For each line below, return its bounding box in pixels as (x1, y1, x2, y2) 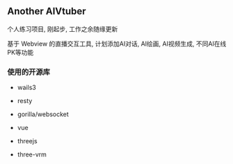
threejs (17, 137, 38, 145)
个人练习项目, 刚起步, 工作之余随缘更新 (7, 24, 118, 33)
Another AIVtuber (7, 6, 86, 17)
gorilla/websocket (17, 110, 70, 118)
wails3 (17, 83, 36, 92)
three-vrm (17, 150, 47, 158)
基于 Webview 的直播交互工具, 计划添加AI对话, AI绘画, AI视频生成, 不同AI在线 (7, 39, 227, 48)
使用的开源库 (7, 67, 51, 77)
